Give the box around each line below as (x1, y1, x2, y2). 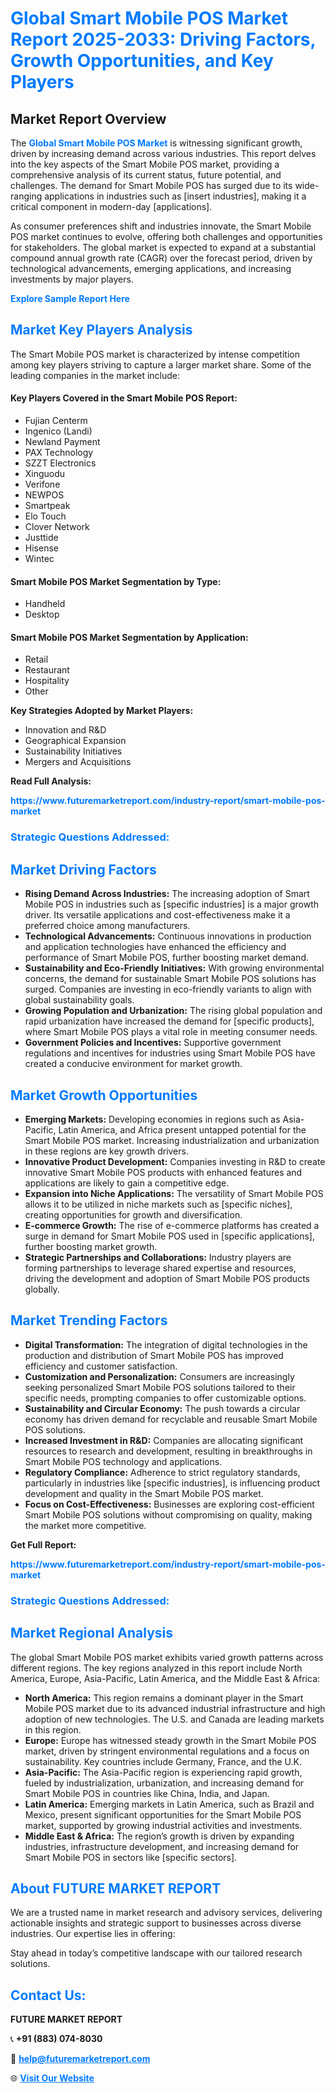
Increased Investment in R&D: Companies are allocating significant (24, 1434, 304, 1446)
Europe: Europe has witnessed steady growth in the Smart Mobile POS (24, 1734, 317, 1746)
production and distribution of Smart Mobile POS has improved (24, 1349, 284, 1361)
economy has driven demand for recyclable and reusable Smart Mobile (24, 1413, 318, 1425)
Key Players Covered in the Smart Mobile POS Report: (10, 392, 238, 404)
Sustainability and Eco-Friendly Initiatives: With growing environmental (24, 962, 325, 974)
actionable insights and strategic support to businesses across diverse (10, 1917, 302, 1929)
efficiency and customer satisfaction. (24, 1360, 178, 1372)
